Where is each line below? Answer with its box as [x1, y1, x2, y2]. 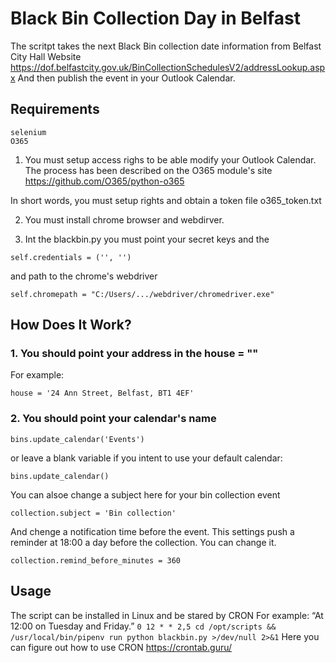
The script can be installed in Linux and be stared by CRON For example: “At [10, 609, 324, 621]
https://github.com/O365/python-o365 [24, 175, 185, 187]
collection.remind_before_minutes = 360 [10, 555, 182, 566]
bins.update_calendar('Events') [10, 434, 145, 444]
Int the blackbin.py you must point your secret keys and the [24, 233, 270, 245]
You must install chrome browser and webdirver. [24, 213, 225, 226]
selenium [10, 127, 47, 137]
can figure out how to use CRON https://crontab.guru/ [10, 641, 233, 653]
